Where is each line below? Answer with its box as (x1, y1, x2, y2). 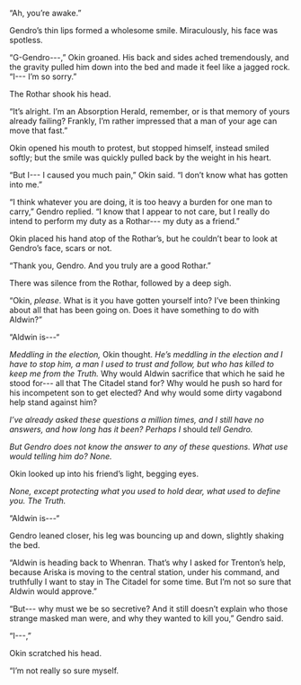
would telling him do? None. (9, 451, 112, 462)
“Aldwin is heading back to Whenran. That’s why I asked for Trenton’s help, (9, 557, 286, 568)
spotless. (9, 35, 43, 45)
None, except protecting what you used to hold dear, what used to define (9, 486, 281, 496)
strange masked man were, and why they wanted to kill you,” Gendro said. (9, 613, 284, 624)
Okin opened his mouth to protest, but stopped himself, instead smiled (9, 143, 270, 153)
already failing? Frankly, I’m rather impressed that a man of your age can (9, 116, 278, 126)
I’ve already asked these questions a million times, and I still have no (9, 414, 265, 425)
